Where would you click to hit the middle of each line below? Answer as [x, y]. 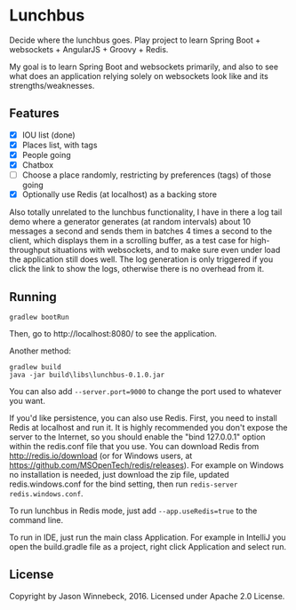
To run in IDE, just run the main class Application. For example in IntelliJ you [148, 537]
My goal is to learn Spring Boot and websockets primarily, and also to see [144, 67]
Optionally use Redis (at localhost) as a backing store [120, 194]
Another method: [40, 351]
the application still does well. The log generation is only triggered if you [141, 259]
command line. [36, 519]
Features [34, 113]
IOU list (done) [48, 135]
